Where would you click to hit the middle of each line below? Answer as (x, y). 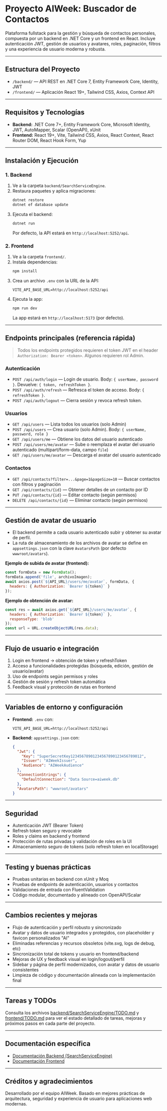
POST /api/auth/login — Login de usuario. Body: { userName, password (85, 379)
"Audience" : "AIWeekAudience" (53, 766)
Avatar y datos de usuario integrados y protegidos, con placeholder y (83, 932)
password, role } (30, 435)
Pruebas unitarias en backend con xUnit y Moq (60, 879)
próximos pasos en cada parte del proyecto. (50, 1023)
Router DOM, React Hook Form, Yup (49, 140)
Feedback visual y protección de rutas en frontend (64, 687)
